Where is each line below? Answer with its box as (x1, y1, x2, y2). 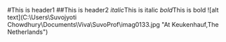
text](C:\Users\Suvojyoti (7, 13, 77, 21)
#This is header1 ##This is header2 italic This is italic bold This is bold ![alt (7, 6, 219, 14)
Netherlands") (7, 28, 48, 36)
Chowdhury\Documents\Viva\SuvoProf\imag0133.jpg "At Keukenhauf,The (7, 21, 219, 28)
